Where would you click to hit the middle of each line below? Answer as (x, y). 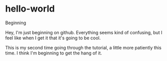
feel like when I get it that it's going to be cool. (53, 38)
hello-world (30, 9)
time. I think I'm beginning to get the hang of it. (54, 53)
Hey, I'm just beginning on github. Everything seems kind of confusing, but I (84, 32)
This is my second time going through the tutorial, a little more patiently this (83, 47)
